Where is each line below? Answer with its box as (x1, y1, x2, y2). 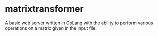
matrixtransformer (5, 3, 84, 15)
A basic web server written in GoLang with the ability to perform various (5, 20, 153, 26)
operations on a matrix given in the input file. (5, 25, 97, 31)
